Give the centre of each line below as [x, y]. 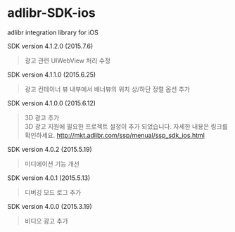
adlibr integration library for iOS [53, 32]
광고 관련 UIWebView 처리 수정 [68, 60]
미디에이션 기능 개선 [52, 164]
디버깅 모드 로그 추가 [53, 192]
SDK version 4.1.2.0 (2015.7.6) [50, 46]
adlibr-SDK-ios [52, 13]
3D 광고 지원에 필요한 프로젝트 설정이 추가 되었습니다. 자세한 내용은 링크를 [126, 126]
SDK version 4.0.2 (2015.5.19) [50, 149]
